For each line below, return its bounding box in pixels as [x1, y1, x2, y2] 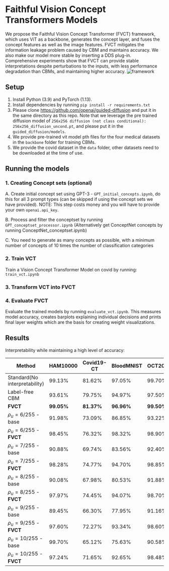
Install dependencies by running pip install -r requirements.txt [12, 102, 150, 108]
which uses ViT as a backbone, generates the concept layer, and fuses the [5, 36, 160, 42]
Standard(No [8, 374, 39, 381]
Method [16, 362, 36, 369]
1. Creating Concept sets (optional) [5, 180, 92, 187]
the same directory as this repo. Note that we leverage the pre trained [12, 112, 157, 118]
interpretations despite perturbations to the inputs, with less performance [5, 63, 157, 69]
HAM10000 [49, 362, 78, 369]
